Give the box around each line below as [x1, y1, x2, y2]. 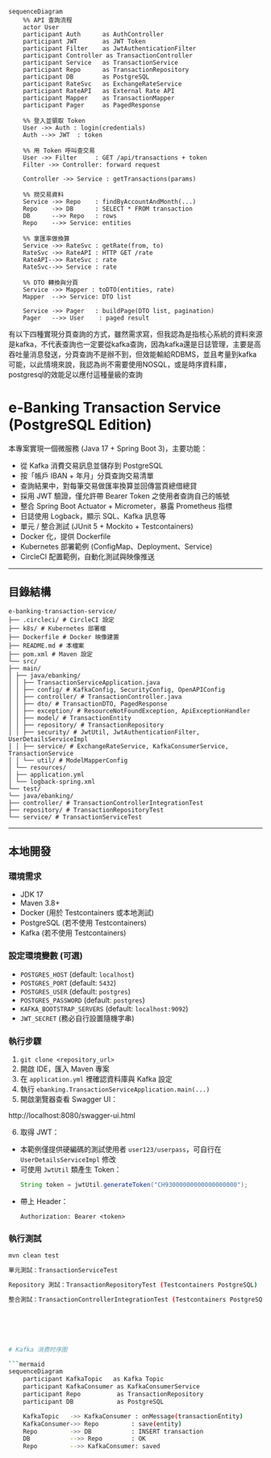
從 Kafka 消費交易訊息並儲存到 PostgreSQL [19, 460, 164, 470]
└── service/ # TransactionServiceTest [8, 813, 143, 821]
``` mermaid [8, 1360, 45, 1368]
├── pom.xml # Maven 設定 [8, 650, 93, 659]
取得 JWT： [19, 1127, 60, 1137]
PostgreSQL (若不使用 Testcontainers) [19, 918, 147, 928]
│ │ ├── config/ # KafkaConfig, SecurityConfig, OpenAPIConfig [8, 685, 226, 693]
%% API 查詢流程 [23, 16, 73, 24]
